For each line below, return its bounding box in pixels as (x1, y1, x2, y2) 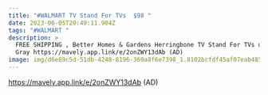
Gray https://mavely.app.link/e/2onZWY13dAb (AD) (15, 48, 183, 56)
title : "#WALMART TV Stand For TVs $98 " (8, 11, 152, 20)
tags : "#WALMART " (8, 26, 69, 34)
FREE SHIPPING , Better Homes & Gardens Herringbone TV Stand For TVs (15, 41, 255, 49)
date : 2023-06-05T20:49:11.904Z (8, 19, 116, 27)
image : (8, 56, 30, 64)
